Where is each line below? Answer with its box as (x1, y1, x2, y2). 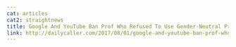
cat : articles (6, 10, 49, 17)
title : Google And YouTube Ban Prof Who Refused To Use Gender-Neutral (6, 23, 221, 30)
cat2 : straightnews (6, 17, 64, 23)
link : (6, 29, 23, 37)
